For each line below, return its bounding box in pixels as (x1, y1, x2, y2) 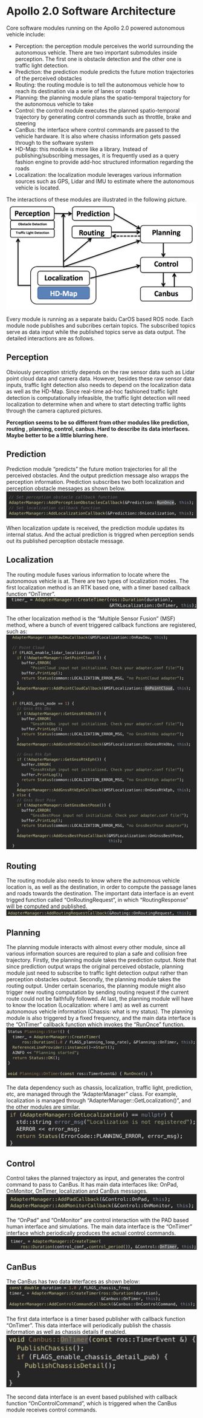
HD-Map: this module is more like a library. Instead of (14, 145, 148, 153)
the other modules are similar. (6, 1104, 80, 1111)
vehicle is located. (14, 184, 60, 191)
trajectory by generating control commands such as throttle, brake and (14, 113, 192, 121)
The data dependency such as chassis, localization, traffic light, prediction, (6, 1084, 193, 1092)
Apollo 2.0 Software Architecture (6, 4, 176, 18)
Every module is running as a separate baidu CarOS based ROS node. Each (6, 315, 194, 322)
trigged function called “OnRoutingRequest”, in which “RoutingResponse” (6, 896, 188, 904)
